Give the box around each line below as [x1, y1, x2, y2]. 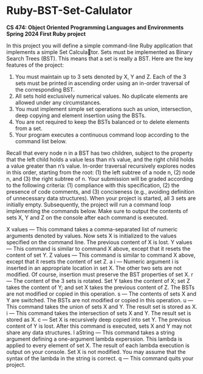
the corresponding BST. [15, 86, 75, 93]
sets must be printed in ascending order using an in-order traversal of [15, 80, 190, 87]
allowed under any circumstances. [15, 98, 101, 106]
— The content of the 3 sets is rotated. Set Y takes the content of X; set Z [6, 277, 190, 284]
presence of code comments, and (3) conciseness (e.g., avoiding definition [6, 188, 194, 195]
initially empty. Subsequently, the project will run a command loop [6, 201, 171, 208]
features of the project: [6, 61, 64, 69]
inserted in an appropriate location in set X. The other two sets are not [6, 264, 182, 271]
